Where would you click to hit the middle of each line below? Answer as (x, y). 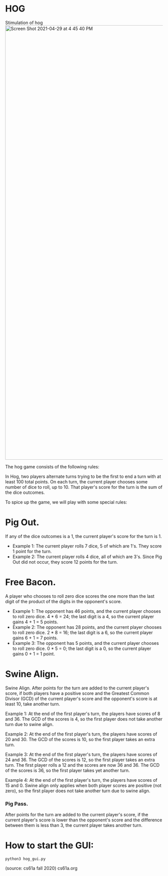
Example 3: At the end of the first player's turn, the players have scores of (81, 754)
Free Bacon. (30, 582)
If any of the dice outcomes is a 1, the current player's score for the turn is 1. (83, 536)
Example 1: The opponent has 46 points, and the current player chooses (86, 611)
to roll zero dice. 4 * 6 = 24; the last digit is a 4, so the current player (83, 616)
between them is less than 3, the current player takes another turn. (74, 825)
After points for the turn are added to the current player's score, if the (77, 815)
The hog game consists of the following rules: (52, 466)
